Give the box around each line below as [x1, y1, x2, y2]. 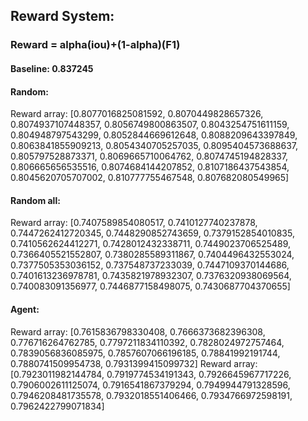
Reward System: [10, 8, 115, 25]
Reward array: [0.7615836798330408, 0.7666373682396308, [10, 325, 266, 338]
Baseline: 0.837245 [10, 62, 94, 74]
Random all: [10, 194, 61, 206]
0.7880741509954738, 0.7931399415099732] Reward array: [10, 357, 258, 369]
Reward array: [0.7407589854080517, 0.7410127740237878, [10, 217, 258, 229]
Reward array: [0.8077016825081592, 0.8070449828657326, [10, 108, 264, 120]
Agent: [10, 303, 40, 315]
